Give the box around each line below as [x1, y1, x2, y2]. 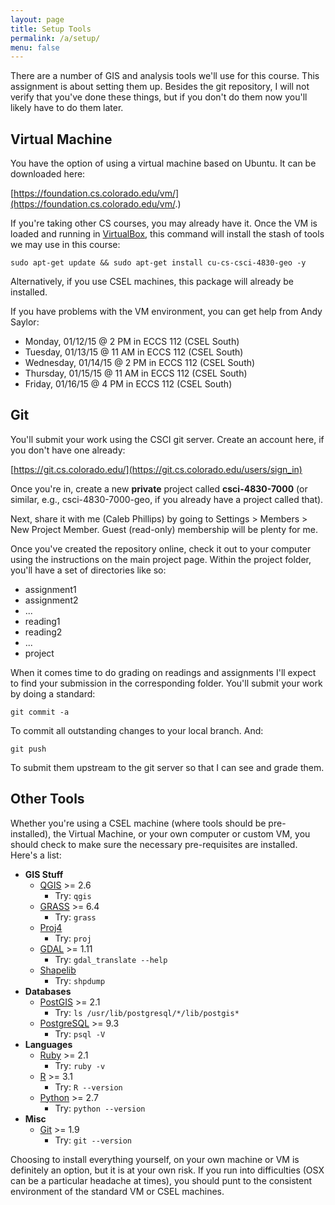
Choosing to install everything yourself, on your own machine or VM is [10, 1153, 300, 1165]
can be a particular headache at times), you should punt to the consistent [10, 1174, 313, 1186]
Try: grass [54, 911, 97, 923]
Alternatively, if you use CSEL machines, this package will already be [10, 276, 295, 288]
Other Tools [10, 791, 85, 808]
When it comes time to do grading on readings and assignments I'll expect [10, 666, 317, 678]
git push [10, 744, 47, 754]
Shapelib [39, 964, 77, 976]
